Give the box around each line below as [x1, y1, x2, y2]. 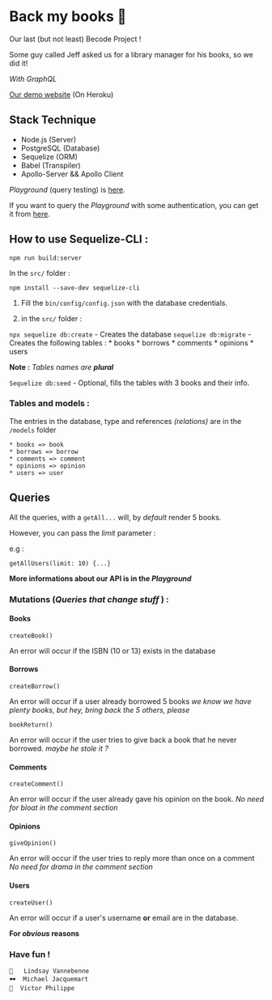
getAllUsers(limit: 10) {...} [9, 559, 112, 567]
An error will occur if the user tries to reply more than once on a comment [9, 854, 255, 863]
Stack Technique [9, 113, 96, 127]
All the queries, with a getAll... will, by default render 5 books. [9, 512, 222, 522]
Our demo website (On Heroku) [9, 89, 114, 100]
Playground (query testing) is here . [9, 184, 125, 194]
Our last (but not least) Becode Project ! [9, 34, 142, 44]
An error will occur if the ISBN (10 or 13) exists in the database [9, 646, 216, 655]
